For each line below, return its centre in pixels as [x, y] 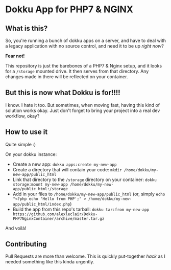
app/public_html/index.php [41, 204]
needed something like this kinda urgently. [50, 262]
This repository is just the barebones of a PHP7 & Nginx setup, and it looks [84, 66]
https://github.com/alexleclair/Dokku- [55, 214]
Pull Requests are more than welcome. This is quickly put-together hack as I [86, 256]
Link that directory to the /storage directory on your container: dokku [84, 179]
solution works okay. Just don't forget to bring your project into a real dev [83, 110]
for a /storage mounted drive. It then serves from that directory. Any [77, 71]
